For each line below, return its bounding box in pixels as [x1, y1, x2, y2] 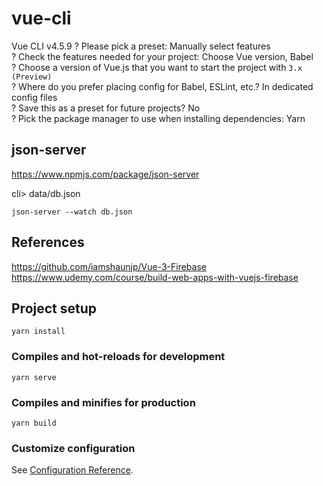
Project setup [11, 300, 98, 317]
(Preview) [11, 72, 53, 82]
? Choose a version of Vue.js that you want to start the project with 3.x [11, 61, 303, 73]
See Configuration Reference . [11, 464, 134, 476]
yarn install [11, 327, 66, 337]
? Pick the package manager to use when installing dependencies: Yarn [11, 112, 306, 124]
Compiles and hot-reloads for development [11, 350, 226, 364]
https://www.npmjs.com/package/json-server [11, 168, 200, 180]
